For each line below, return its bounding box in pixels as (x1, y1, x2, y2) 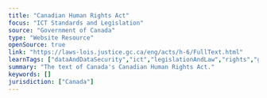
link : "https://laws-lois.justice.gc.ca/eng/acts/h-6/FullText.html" (8, 48, 244, 56)
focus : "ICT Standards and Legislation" (8, 19, 145, 27)
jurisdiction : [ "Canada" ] (8, 77, 94, 85)
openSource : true (8, 41, 66, 49)
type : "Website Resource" (8, 33, 94, 42)
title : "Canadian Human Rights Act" (8, 11, 130, 20)
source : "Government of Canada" (8, 26, 115, 34)
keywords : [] (8, 70, 52, 78)
